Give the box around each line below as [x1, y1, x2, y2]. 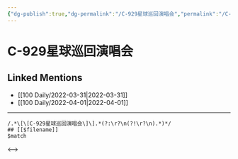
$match [7, 132, 27, 139]
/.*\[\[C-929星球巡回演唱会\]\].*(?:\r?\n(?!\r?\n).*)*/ [7, 120, 171, 127]
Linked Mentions [7, 72, 83, 84]
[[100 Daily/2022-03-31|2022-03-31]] [17, 90, 128, 99]
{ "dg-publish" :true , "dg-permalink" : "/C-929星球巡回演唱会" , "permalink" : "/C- [7, 10, 232, 18]
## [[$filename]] [7, 126, 59, 133]
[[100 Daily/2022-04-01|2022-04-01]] [17, 98, 129, 106]
